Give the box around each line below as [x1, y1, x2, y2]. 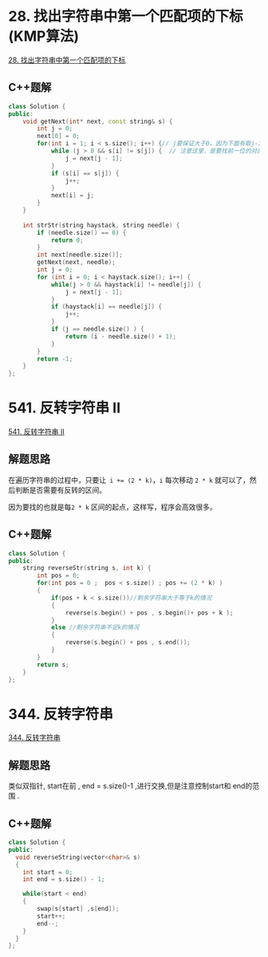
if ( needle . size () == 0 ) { [37, 228, 127, 236]
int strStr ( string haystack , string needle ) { [22, 221, 180, 229]
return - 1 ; [37, 354, 73, 363]
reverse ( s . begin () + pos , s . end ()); [65, 639, 191, 647]
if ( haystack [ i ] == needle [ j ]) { [50, 303, 163, 311]
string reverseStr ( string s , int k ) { [22, 564, 152, 572]
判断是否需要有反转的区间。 [14, 484, 106, 495]
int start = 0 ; [22, 868, 73, 876]
